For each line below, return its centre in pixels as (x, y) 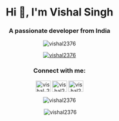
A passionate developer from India (59, 31)
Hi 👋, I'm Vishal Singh (59, 12)
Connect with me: (59, 71)
